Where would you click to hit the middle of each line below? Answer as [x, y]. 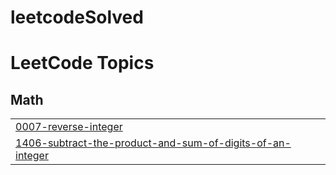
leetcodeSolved [77, 17]
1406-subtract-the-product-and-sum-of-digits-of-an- [153, 143]
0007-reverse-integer [69, 127]
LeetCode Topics [82, 63]
